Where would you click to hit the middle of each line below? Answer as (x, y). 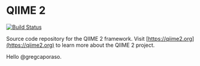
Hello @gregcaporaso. (34, 56)
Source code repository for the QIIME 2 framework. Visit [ (77, 38)
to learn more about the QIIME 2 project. (105, 45)
